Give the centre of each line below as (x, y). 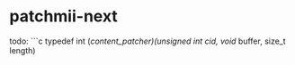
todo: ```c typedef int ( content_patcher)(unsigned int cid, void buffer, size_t (147, 41)
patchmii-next (64, 16)
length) (22, 50)
